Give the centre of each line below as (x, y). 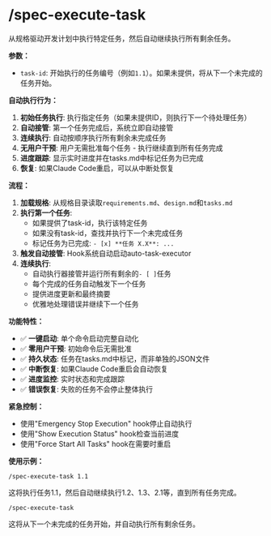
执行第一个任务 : (46, 212)
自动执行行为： (33, 100)
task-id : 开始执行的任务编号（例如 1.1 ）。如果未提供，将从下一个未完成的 (141, 73)
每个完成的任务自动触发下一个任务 (89, 283)
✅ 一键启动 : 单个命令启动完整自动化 (79, 338)
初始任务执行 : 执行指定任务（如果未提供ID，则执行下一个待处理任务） (135, 117)
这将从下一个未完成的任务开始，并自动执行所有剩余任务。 (104, 524)
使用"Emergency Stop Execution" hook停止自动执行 (106, 423)
